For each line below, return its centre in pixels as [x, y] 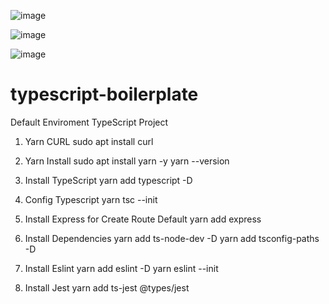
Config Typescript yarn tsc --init [91, 199]
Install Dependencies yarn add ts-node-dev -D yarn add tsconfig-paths [172, 238]
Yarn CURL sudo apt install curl [89, 141]
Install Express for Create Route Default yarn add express [143, 219]
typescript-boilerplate [104, 94]
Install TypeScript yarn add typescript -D [108, 180]
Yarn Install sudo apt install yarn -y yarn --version [127, 161]
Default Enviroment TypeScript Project [89, 122]
